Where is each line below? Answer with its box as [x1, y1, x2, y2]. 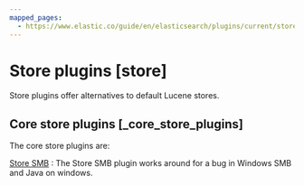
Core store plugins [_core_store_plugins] [9, 116, 244, 132]
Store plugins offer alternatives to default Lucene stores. [9, 90, 220, 101]
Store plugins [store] [9, 60, 167, 81]
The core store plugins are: [9, 141, 110, 152]
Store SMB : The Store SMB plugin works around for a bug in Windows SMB [9, 158, 292, 169]
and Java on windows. [9, 168, 93, 179]
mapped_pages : [9, 13, 63, 23]
